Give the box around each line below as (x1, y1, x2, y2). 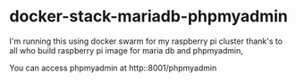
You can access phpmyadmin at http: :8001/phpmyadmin (9, 62, 217, 73)
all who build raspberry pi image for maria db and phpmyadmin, (9, 45, 243, 55)
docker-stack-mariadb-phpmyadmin (9, 6, 289, 27)
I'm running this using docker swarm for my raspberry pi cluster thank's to (9, 36, 283, 46)
